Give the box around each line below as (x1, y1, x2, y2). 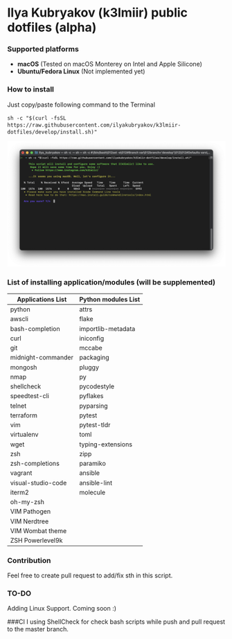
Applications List (17, 295, 67, 303)
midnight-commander (10, 353, 74, 361)
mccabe (79, 344, 102, 352)
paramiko (79, 459, 106, 468)
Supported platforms (7, 44, 80, 54)
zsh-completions (10, 459, 60, 468)
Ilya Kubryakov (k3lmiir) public (7, 5, 188, 21)
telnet (10, 402, 27, 410)
